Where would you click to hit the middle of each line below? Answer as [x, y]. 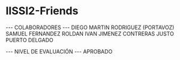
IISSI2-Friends [42, 11]
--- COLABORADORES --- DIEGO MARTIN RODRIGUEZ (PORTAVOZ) [90, 27]
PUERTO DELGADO [29, 40]
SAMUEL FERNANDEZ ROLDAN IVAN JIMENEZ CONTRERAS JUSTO [90, 33]
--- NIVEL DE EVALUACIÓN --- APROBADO [59, 51]
